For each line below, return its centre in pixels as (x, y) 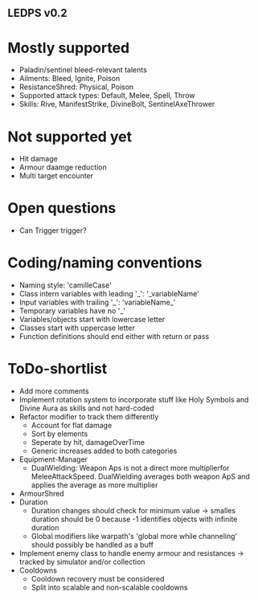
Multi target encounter (56, 176)
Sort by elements (59, 434)
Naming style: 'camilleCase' (65, 285)
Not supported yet (70, 137)
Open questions (62, 208)
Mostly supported (69, 48)
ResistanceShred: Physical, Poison (76, 87)
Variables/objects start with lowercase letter (92, 320)
